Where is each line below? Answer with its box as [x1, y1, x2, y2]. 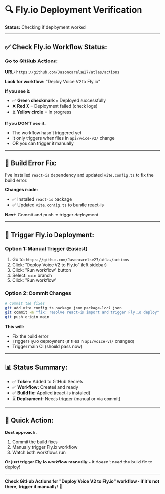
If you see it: [5, 88, 31, 94]
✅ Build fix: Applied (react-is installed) [12, 390, 91, 396]
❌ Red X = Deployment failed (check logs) [12, 103, 98, 109]
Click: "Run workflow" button [12, 267, 71, 273]
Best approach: [5, 429, 37, 435]
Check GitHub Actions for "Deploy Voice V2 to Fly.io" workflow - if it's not [5, 478, 160, 484]
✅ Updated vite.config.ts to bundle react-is [12, 202, 104, 208]
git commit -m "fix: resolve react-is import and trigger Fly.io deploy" [5, 310, 160, 315]
